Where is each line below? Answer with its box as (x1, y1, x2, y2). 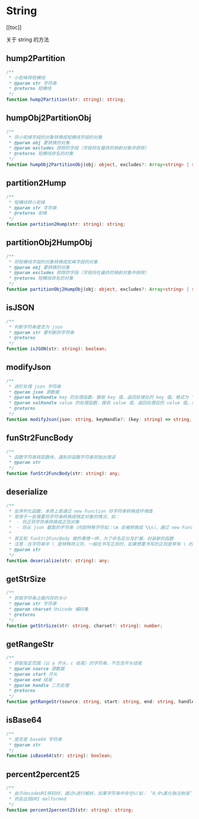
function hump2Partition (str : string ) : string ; (6, 96, 126, 103)
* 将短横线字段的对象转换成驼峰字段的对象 (8, 259, 98, 265)
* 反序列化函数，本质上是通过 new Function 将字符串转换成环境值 (8, 508, 153, 514)
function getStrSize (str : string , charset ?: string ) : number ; (6, 623, 163, 628)
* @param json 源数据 (8, 389, 60, 395)
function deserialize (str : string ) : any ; (6, 557, 110, 563)
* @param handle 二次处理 (8, 682, 69, 688)
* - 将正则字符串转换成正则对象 (8, 519, 80, 525)
